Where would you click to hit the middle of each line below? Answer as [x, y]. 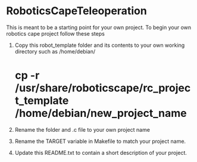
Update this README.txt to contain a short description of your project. [101, 153]
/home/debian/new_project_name [101, 113]
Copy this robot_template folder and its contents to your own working [100, 45]
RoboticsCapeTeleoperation [76, 11]
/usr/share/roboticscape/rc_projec [103, 88]
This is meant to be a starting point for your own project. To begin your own [99, 27]
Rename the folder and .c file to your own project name [82, 129]
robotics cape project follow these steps [56, 33]
